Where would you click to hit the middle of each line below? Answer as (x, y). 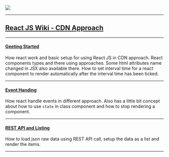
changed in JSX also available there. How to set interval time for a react (79, 68)
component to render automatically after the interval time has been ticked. (82, 74)
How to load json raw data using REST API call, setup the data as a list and (82, 139)
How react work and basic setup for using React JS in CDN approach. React (84, 58)
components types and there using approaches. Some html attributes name (83, 63)
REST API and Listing (28, 128)
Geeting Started (22, 47)
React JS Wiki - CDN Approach (55, 28)
